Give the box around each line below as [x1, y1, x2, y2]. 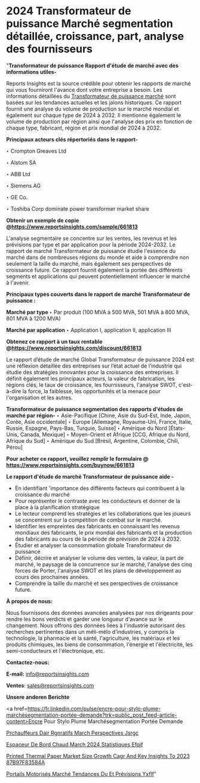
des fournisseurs [6, 42, 93, 56]
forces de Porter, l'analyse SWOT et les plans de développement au [14, 567, 181, 574]
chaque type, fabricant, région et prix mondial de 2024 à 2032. [6, 124, 161, 131]
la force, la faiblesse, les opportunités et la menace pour [22, 387, 161, 394]
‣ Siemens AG [6, 182, 41, 189]
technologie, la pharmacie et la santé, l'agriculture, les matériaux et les [6, 634, 180, 642]
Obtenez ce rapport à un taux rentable [6, 338, 103, 345]
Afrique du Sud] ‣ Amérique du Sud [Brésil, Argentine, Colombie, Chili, [6, 437, 180, 444]
